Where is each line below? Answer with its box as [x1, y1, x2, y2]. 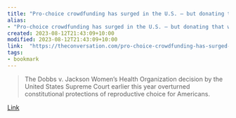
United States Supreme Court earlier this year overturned [24, 82, 190, 91]
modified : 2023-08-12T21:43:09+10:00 [7, 36, 118, 43]
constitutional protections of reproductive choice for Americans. [24, 89, 211, 98]
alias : [7, 17, 27, 24]
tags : [7, 50, 23, 57]
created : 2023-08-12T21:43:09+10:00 [7, 29, 114, 37]
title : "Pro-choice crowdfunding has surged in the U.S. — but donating [7, 10, 225, 17]
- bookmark [7, 56, 39, 63]
